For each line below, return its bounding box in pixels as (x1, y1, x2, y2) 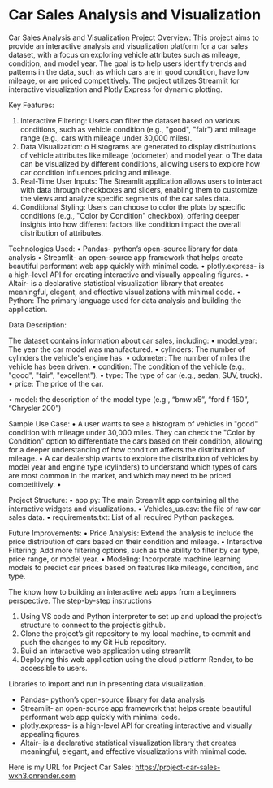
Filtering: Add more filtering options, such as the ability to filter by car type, (8, 545, 260, 555)
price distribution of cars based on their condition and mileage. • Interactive (8, 536, 262, 546)
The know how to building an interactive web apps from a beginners (8, 587, 236, 596)
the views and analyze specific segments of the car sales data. (19, 193, 232, 203)
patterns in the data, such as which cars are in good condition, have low (8, 67, 249, 76)
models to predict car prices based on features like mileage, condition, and (8, 562, 259, 572)
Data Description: (8, 319, 67, 330)
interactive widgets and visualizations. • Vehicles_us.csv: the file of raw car (8, 504, 261, 513)
